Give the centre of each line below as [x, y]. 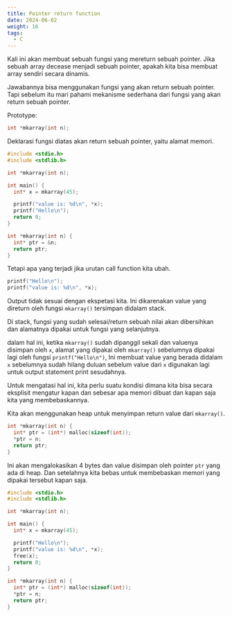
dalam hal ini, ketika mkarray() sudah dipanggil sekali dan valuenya [103, 343]
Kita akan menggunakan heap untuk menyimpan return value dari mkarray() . [116, 413]
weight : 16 [23, 26]
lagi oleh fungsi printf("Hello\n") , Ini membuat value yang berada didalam [115, 357]
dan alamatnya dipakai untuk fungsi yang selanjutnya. [84, 329]
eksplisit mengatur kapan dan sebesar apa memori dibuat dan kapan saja [111, 393]
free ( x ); [26, 556]
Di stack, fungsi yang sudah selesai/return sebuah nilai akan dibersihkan [110, 322]
